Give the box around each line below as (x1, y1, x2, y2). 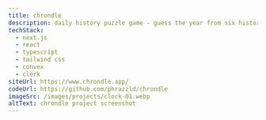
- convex (15, 63, 44, 71)
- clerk (15, 70, 41, 78)
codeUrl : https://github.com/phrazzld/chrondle (8, 84, 169, 93)
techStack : (8, 26, 44, 34)
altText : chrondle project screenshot (8, 99, 136, 107)
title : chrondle (8, 11, 62, 20)
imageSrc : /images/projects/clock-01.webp (8, 92, 150, 100)
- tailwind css (15, 56, 66, 64)
